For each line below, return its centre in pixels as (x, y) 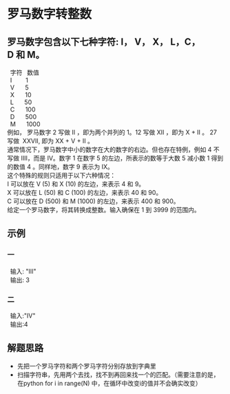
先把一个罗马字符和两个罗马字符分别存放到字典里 (86, 366)
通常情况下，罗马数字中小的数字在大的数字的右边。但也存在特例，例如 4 (109, 149)
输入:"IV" (23, 315)
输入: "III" (23, 271)
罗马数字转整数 (50, 14)
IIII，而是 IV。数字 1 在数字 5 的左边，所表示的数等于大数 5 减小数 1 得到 (122, 158)
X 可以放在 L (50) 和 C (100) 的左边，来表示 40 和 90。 (85, 193)
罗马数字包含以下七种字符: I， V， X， (88, 42)
